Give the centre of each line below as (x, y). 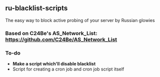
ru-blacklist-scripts (37, 8)
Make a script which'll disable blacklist (54, 64)
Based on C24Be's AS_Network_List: (51, 33)
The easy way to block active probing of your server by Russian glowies (80, 20)
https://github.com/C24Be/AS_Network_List (61, 39)
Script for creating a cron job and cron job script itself (68, 69)
